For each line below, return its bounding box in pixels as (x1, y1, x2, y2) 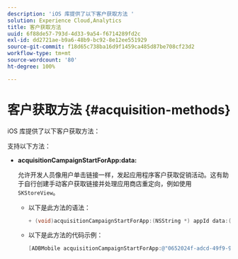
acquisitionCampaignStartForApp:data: (17, 156, 137, 164)
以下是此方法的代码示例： (28, 231, 103, 239)
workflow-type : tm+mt (7, 50, 72, 57)
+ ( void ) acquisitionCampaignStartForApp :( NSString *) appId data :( (28, 217, 232, 224)
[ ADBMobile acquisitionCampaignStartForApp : (28, 245, 162, 252)
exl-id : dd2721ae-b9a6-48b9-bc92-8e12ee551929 (7, 37, 147, 44)
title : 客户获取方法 (7, 23, 62, 30)
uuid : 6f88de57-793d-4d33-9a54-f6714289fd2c (7, 30, 141, 38)
